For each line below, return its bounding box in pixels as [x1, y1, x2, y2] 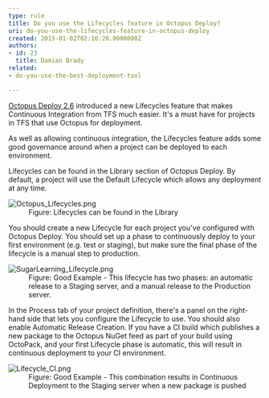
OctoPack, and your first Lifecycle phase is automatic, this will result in [8, 339, 243, 349]
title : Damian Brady [15, 57, 84, 65]
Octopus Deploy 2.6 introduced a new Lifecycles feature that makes [8, 101, 233, 110]
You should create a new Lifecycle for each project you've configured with [8, 223, 255, 232]
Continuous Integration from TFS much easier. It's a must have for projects [8, 109, 255, 119]
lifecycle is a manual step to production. [8, 248, 141, 258]
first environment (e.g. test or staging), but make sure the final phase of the [8, 240, 258, 249]
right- [230, 305, 249, 314]
